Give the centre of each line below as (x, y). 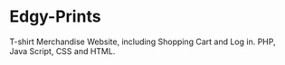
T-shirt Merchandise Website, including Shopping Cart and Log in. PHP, (142, 42)
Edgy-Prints (55, 17)
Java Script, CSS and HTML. (62, 51)
